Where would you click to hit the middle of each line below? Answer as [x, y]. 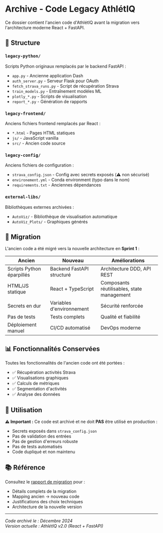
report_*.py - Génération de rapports [49, 101]
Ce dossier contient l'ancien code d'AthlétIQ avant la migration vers [72, 22]
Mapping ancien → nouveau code [46, 496]
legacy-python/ [23, 56]
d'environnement [69, 309]
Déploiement [22, 325]
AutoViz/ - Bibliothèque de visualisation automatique [65, 216]
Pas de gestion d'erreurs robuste [45, 441]
